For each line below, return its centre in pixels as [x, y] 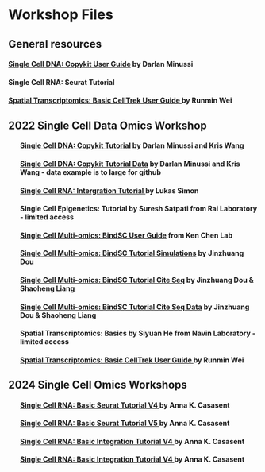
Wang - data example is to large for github [90, 172]
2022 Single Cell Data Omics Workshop [108, 125]
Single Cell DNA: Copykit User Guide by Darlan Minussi [101, 64]
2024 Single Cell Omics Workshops [98, 385]
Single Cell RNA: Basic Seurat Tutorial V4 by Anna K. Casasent [125, 405]
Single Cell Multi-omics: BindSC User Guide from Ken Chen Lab [126, 235]
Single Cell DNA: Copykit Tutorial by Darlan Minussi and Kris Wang [132, 145]
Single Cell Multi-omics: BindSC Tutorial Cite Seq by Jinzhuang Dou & [136, 280]
